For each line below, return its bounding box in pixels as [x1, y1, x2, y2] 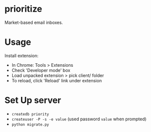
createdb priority [11, 112, 49, 116]
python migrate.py [11, 122, 49, 127]
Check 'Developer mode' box [11, 67, 71, 73]
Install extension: [4, 53, 38, 58]
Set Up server [4, 95, 61, 106]
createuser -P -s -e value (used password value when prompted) [11, 116, 147, 122]
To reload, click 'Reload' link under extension [11, 77, 102, 83]
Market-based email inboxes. [4, 19, 63, 25]
